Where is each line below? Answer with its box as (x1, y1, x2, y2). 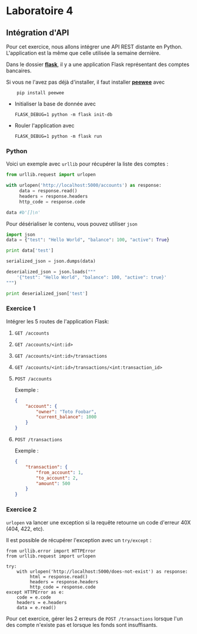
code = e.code (16, 594, 51, 600)
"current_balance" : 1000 (36, 414, 97, 420)
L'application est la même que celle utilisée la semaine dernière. (6, 49, 161, 57)
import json (6, 232, 35, 237)
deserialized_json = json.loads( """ (6, 269, 96, 275)
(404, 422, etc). (6, 525, 45, 532)
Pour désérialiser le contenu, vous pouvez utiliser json (6, 220, 138, 227)
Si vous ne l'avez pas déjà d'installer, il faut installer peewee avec (6, 78, 165, 85)
